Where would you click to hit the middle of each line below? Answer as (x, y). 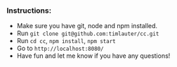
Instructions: (29, 11)
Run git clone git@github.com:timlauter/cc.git (88, 33)
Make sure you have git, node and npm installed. (87, 26)
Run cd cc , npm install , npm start (66, 41)
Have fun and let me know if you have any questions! (93, 56)
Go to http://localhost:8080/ (60, 49)
